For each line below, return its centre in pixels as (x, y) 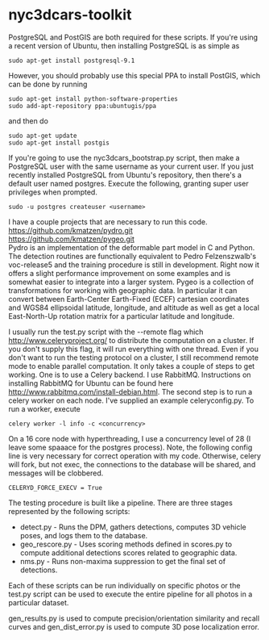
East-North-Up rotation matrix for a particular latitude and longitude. (122, 316)
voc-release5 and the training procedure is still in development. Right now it (134, 265)
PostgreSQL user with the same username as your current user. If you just (131, 166)
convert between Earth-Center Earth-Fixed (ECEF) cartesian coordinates (129, 299)
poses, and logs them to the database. (84, 535)
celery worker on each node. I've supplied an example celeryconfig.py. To (131, 400)
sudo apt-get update (43, 136)
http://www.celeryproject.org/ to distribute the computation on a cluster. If (131, 340)
